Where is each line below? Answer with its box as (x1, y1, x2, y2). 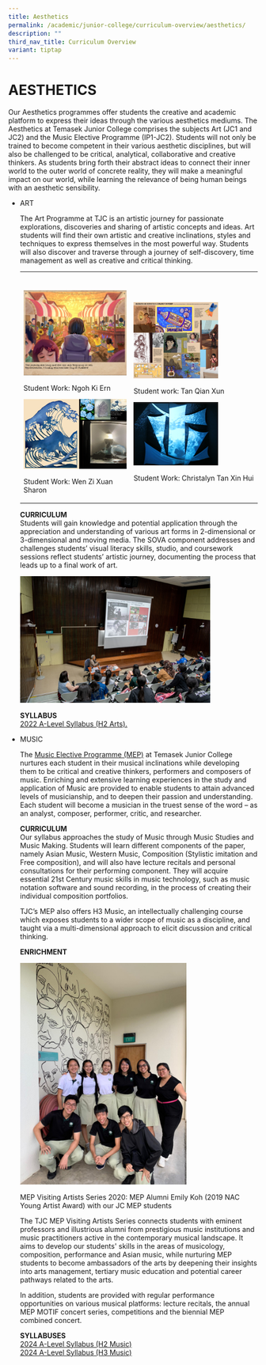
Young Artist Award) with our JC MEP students (19, 1200, 173, 1210)
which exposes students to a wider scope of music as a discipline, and (19, 915, 251, 924)
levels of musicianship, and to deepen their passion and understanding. (19, 791, 253, 801)
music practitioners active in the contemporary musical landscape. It (19, 1233, 244, 1242)
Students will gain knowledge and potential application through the (19, 518, 237, 528)
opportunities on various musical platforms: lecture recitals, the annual (19, 1299, 250, 1308)
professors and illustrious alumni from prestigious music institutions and (19, 1224, 255, 1234)
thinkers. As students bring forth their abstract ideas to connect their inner (8, 158, 251, 168)
